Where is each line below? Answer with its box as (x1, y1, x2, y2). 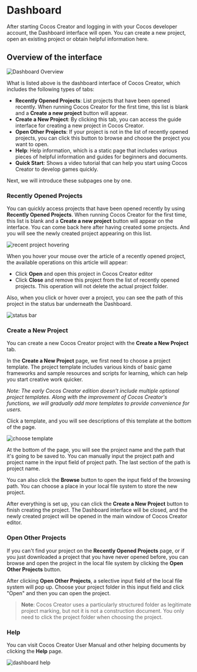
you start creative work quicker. (6, 376, 83, 383)
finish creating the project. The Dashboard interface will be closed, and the (6, 506, 188, 514)
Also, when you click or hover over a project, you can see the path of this (6, 294, 184, 301)
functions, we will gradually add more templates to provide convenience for (6, 400, 190, 407)
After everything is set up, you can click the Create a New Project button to (6, 500, 189, 508)
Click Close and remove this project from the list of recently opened (15, 276, 179, 283)
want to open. (15, 140, 49, 147)
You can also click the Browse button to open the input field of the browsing (6, 477, 191, 484)
